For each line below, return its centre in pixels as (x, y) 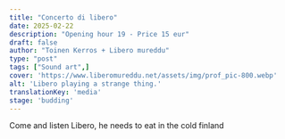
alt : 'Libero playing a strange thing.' (86, 84)
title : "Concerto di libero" (63, 17)
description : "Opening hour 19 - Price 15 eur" (100, 34)
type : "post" (34, 59)
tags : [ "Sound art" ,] (50, 68)
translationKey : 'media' (55, 92)
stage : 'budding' (42, 100)
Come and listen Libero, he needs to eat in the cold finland (117, 126)
